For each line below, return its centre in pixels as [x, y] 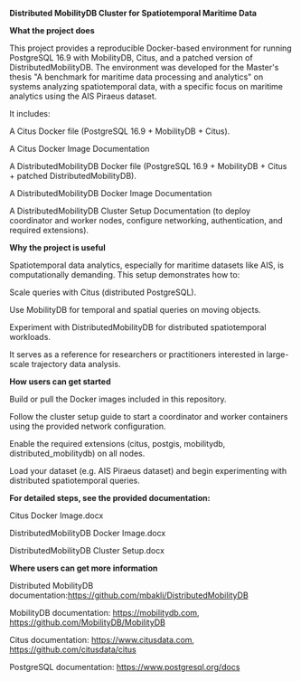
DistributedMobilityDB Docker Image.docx [88, 533]
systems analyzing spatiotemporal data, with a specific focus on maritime [146, 86]
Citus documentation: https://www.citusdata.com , [102, 640]
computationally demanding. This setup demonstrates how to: [125, 274]
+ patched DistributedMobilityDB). [73, 176]
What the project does [52, 30]
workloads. [30, 337]
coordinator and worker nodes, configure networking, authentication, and [146, 220]
